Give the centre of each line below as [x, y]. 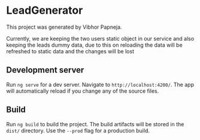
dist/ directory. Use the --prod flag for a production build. [78, 130]
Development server [45, 70]
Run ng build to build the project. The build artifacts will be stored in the [95, 124]
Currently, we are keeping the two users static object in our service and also [100, 38]
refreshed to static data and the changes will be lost [70, 51]
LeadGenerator [45, 10]
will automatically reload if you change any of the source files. [83, 91]
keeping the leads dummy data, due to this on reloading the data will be [94, 45]
